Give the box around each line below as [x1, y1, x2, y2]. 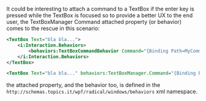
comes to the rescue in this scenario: [6, 24, 100, 32]
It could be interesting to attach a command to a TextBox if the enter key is [6, 6, 194, 12]
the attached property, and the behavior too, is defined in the [6, 81, 161, 89]
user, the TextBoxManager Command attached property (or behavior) [6, 18, 182, 25]
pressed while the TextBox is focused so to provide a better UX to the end [6, 12, 193, 19]
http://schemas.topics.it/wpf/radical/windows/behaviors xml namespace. [6, 88, 198, 95]
